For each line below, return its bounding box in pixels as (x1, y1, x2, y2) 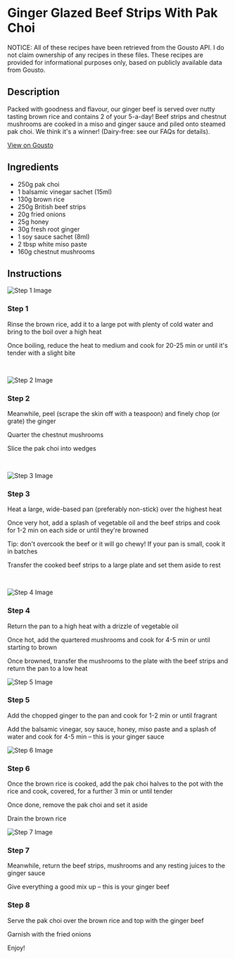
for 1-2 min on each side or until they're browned (7, 526, 149, 534)
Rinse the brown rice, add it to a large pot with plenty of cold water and (7, 320, 213, 328)
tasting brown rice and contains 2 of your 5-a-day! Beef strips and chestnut (7, 112, 227, 120)
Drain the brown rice (7, 815, 67, 823)
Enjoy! (7, 944, 26, 952)
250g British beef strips (17, 202, 87, 211)
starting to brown (7, 643, 58, 651)
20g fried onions (17, 210, 66, 218)
